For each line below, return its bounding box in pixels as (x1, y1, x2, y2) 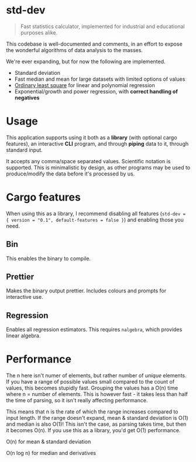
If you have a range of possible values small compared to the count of (6, 378, 175, 385)
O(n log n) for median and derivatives (6, 450, 97, 457)
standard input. (6, 146, 43, 153)
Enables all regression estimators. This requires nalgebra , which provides (6, 326, 183, 333)
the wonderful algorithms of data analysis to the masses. (6, 46, 143, 53)
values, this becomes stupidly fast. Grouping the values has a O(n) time (6, 384, 178, 392)
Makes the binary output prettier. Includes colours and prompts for (6, 287, 167, 294)
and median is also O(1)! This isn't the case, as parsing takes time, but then (6, 420, 187, 427)
